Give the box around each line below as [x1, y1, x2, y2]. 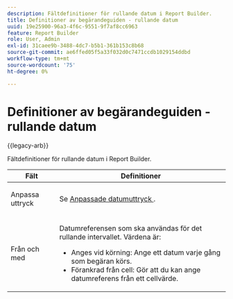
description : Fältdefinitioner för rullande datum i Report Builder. [7, 10, 213, 17]
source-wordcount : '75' [7, 62, 76, 69]
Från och [10, 244, 40, 254]
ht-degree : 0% [7, 68, 49, 75]
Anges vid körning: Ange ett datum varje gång [71, 248, 221, 257]
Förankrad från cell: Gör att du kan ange [71, 265, 201, 275]
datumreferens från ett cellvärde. [71, 274, 179, 284]
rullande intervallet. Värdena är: [59, 233, 162, 242]
